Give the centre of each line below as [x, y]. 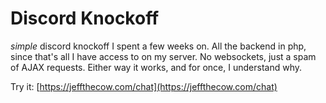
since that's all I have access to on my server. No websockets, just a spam [163, 56]
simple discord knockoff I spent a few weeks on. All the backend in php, [158, 46]
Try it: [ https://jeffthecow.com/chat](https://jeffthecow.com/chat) [144, 86]
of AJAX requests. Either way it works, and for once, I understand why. [156, 67]
